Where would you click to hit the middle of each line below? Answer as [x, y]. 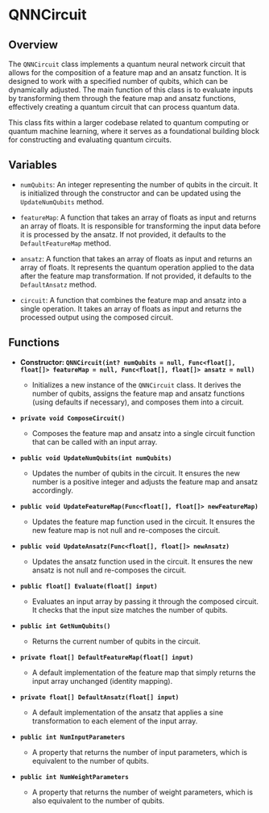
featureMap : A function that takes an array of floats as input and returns [138, 217]
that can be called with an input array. [95, 442]
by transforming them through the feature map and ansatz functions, [122, 98]
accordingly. [53, 490]
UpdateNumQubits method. [62, 201]
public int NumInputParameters [72, 737]
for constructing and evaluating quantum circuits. [90, 140]
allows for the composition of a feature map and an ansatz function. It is [128, 73]
